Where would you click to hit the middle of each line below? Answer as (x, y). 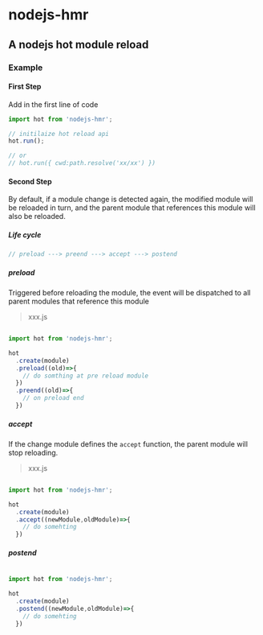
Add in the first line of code (53, 104)
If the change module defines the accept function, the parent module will (128, 443)
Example (26, 68)
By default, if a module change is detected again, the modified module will (131, 200)
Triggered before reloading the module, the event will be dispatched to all (129, 293)
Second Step (30, 181)
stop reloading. (33, 452)
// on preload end (53, 398)
